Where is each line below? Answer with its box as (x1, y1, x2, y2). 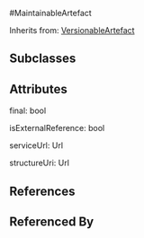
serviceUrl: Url (9, 140, 64, 151)
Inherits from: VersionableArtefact (9, 25, 135, 35)
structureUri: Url (9, 157, 70, 169)
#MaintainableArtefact (9, 8, 92, 18)
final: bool (9, 105, 47, 116)
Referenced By (9, 214, 94, 229)
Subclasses (9, 51, 76, 66)
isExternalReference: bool (9, 123, 105, 134)
